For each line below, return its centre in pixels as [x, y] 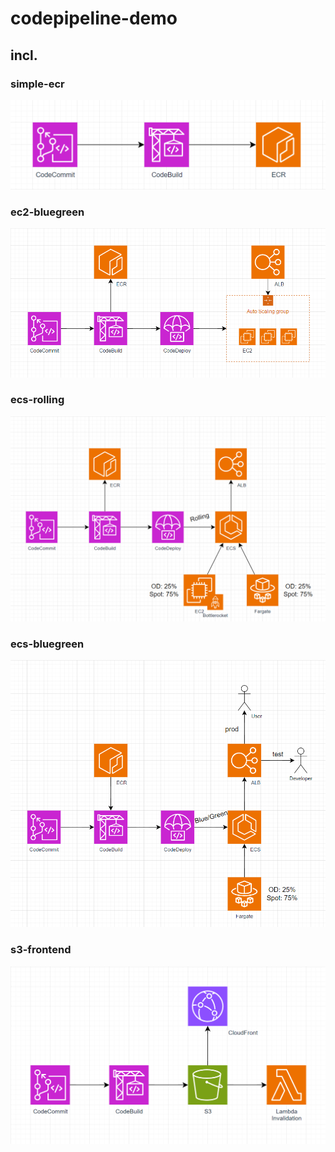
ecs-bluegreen [47, 644]
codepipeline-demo [94, 18]
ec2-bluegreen [47, 212]
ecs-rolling [37, 400]
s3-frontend [41, 950]
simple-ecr [37, 84]
